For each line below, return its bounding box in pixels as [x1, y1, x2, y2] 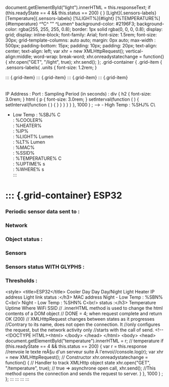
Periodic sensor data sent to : [5, 208, 80, 215]
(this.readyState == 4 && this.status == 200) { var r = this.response [5, 343, 147, 349]
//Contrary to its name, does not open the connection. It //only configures [5, 321, 160, 328]
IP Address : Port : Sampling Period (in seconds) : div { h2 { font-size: [5, 91, 152, 97]
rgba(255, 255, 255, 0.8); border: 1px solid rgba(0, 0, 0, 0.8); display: [18, 26, 163, 32]
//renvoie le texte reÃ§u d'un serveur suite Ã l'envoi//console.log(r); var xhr [5, 349, 164, 355]
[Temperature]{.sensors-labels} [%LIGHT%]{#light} [5, 15, 115, 21]
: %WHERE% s [12, 167, 45, 172]
